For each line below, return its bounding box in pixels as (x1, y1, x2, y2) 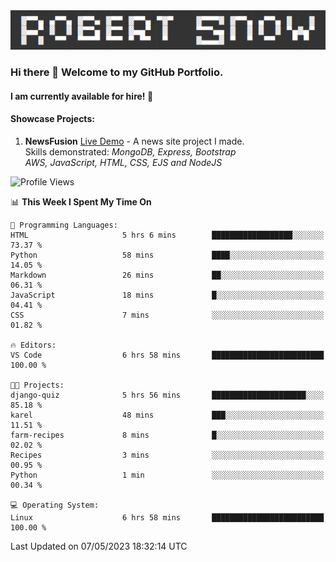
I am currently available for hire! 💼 (10, 90, 154, 102)
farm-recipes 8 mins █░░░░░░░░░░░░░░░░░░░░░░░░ (10, 430, 325, 440)
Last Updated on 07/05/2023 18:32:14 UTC (10, 540, 188, 552)
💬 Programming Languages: (10, 220, 118, 230)
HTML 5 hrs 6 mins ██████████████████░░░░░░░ (10, 230, 325, 240)
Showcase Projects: (10, 113, 95, 125)
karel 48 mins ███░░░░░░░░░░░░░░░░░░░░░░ (10, 410, 325, 420)
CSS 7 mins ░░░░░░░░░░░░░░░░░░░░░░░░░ (10, 310, 325, 320)
